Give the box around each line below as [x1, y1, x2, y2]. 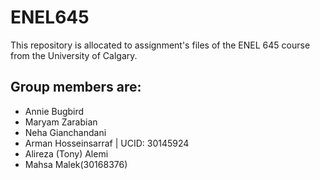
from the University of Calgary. [10, 49, 138, 61]
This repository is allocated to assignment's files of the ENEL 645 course [10, 39, 311, 51]
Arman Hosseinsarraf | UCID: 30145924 [24, 137, 190, 149]
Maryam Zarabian [24, 116, 98, 128]
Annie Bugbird [24, 105, 85, 117]
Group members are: [10, 79, 142, 96]
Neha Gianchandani [24, 126, 107, 138]
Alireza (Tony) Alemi [24, 147, 109, 160]
